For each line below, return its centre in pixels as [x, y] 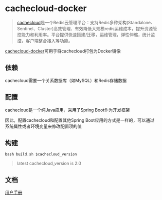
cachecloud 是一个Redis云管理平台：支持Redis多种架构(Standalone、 [86, 22]
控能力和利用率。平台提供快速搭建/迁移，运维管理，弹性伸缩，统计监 [86, 34]
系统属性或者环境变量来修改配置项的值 [43, 126]
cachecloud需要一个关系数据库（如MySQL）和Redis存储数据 [66, 80]
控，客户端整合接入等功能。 [45, 41]
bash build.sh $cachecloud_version [41, 154]
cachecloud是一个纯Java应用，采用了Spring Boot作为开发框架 [68, 110]
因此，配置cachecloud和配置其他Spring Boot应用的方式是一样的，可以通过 [80, 120]
